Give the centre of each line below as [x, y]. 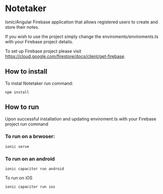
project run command [27, 124]
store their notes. [22, 27]
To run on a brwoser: [30, 137]
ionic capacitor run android [35, 169]
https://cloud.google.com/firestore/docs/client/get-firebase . [65, 56]
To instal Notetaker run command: [39, 83]
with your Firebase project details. [39, 41]
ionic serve [17, 146]
